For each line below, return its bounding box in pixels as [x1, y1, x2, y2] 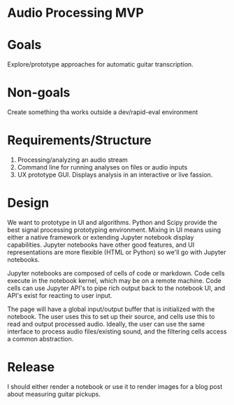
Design [7, 195, 50, 211]
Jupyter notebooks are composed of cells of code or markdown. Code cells [7, 268, 225, 277]
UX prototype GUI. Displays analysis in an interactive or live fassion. [17, 170, 213, 179]
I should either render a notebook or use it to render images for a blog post [7, 382, 223, 390]
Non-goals [7, 85, 71, 101]
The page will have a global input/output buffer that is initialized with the [7, 305, 215, 313]
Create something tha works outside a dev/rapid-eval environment [7, 108, 198, 116]
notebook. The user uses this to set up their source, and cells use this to [7, 312, 215, 320]
